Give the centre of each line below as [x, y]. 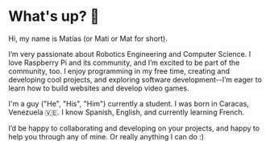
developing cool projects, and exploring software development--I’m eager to [135, 79]
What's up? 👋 [54, 16]
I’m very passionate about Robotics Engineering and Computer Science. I [130, 54]
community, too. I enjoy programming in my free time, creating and [119, 70]
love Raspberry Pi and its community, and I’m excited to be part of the [124, 62]
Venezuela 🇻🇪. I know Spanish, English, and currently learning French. [127, 112]
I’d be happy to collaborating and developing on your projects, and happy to [134, 128]
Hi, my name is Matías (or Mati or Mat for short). [88, 38]
